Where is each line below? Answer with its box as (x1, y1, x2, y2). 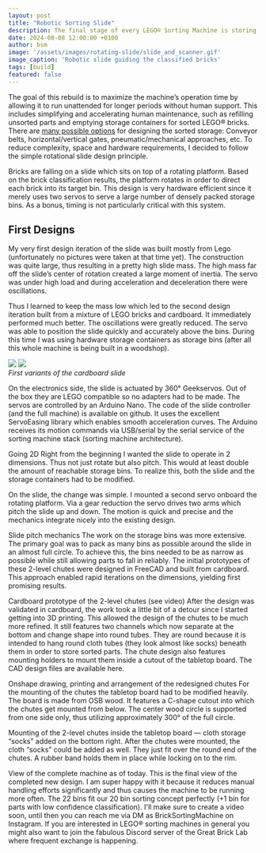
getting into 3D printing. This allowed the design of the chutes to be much (8, 613, 249, 623)
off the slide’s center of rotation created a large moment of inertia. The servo (8, 269, 258, 279)
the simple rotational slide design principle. (8, 151, 149, 161)
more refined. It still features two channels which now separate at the (8, 622, 234, 631)
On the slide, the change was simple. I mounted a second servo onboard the (8, 490, 257, 500)
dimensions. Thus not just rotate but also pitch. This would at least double (8, 458, 249, 467)
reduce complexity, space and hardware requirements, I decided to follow (8, 143, 249, 152)
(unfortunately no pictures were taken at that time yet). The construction (8, 253, 244, 262)
